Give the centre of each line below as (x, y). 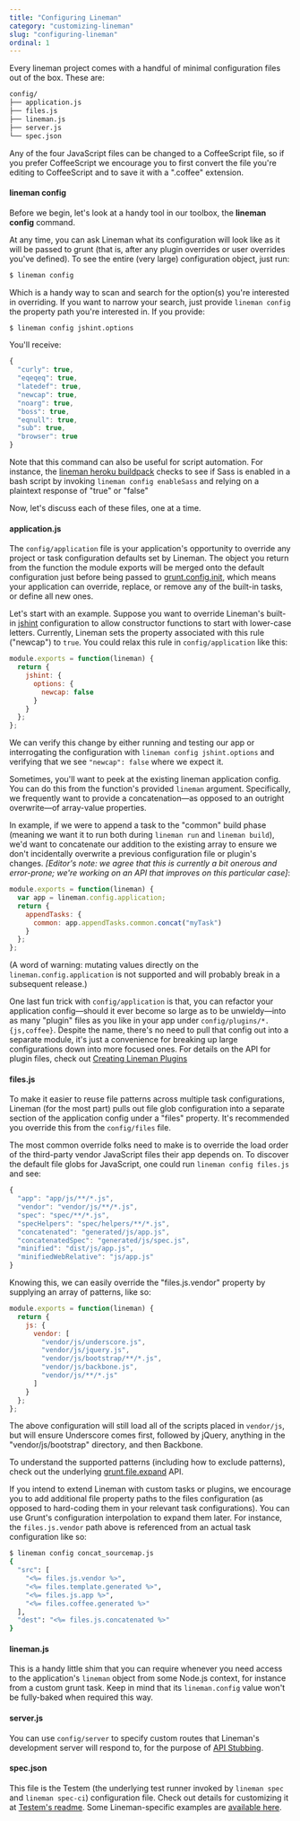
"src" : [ (34, 1570)
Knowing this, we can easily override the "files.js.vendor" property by (137, 1283)
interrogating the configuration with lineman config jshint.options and (142, 752)
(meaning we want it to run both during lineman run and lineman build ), (142, 835)
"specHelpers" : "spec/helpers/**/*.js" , (94, 1223)
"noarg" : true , (46, 403)
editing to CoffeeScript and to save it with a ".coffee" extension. (127, 172)
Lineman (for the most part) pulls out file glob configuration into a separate (147, 1109)
